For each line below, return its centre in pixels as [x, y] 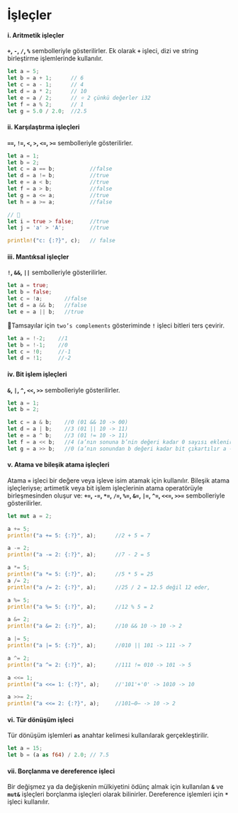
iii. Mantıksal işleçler [38, 257]
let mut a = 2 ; [30, 516]
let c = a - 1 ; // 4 [45, 85]
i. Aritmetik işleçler [36, 35]
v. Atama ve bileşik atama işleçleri [58, 465]
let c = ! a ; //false [47, 299]
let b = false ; [30, 292]
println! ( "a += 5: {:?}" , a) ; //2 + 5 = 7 [79, 535]
